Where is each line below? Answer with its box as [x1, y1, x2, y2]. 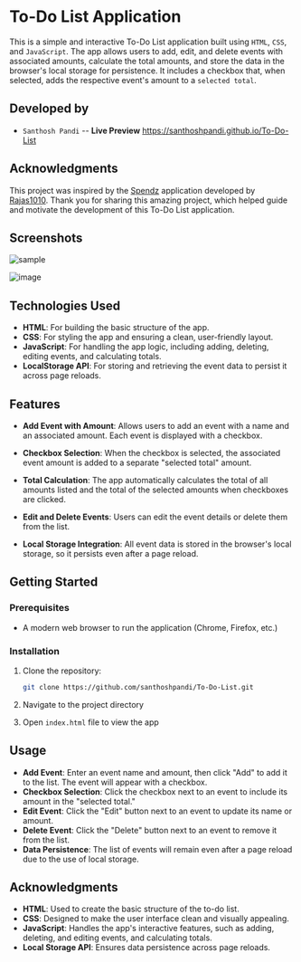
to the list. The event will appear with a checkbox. [22, 776, 208, 787]
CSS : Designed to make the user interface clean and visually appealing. [22, 913, 289, 924]
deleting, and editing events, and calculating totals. [22, 932, 212, 943]
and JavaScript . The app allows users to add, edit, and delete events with [9, 45, 283, 56]
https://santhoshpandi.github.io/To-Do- [142, 125, 289, 136]
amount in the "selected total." [22, 795, 136, 806]
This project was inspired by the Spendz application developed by [9, 185, 256, 195]
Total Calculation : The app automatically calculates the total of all [22, 475, 268, 485]
